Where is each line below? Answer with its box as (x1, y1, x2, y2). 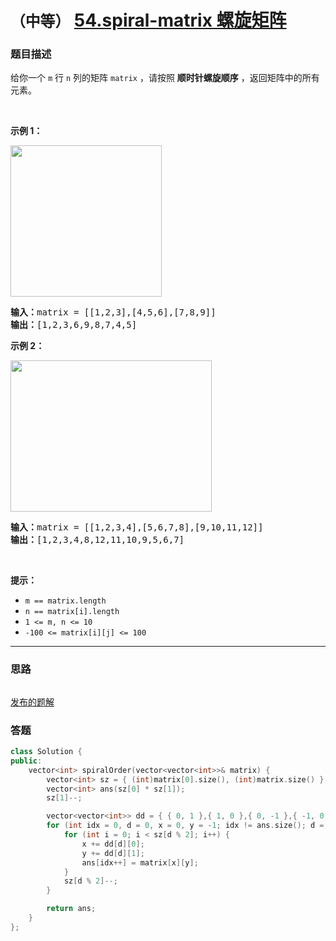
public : (10, 756, 43, 766)
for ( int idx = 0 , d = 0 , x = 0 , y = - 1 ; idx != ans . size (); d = (46, 821, 325, 831)
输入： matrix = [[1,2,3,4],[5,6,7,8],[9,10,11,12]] (10, 522, 264, 533)
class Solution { (10, 747, 83, 757)
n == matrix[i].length (24, 607, 120, 617)
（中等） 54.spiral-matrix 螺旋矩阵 (10, 9, 287, 32)
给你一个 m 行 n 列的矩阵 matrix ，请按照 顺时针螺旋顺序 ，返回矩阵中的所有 (10, 72, 320, 84)
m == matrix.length (24, 596, 107, 606)
